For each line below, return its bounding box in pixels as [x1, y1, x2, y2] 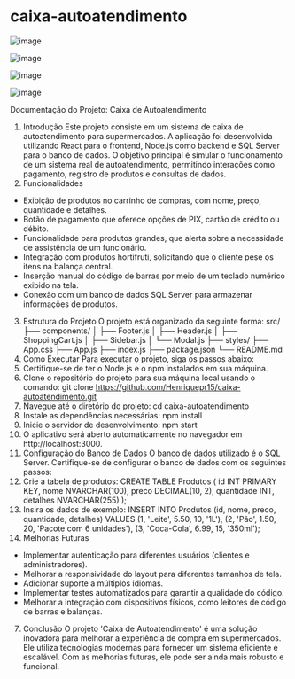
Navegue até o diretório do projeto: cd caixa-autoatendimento [22, 401, 250, 411]
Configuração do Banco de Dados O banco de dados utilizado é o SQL [22, 448, 281, 458]
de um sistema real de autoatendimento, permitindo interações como [22, 159, 276, 169]
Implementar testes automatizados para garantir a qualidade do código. [22, 587, 284, 597]
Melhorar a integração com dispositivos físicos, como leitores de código [22, 597, 287, 607]
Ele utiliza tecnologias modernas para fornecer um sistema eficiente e [22, 642, 278, 652]
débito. [22, 223, 50, 234]
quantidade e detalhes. [22, 204, 107, 215]
